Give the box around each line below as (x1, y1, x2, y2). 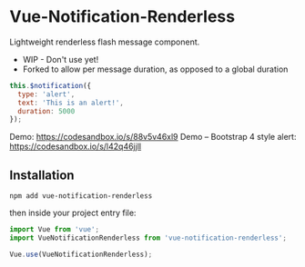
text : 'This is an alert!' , (17, 98, 125, 107)
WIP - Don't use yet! (22, 54, 99, 64)
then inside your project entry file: (9, 207, 137, 219)
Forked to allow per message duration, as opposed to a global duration (22, 64, 289, 74)
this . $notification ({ (9, 81, 92, 90)
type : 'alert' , (17, 89, 76, 99)
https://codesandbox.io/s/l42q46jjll (9, 141, 142, 152)
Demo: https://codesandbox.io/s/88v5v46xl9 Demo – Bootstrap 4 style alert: (9, 132, 297, 143)
